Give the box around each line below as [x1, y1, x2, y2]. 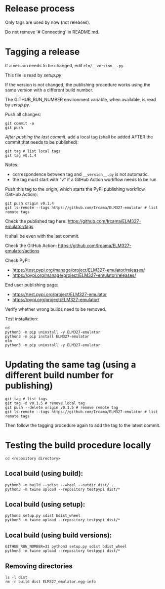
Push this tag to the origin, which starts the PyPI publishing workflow [5, 186, 145, 192]
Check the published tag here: [5, 218, 67, 224]
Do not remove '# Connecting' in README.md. [5, 29, 100, 35]
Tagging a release [5, 46, 80, 57]
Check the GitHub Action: [5, 243, 57, 249]
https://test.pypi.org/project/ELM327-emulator [12, 291, 107, 297]
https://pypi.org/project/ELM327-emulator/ [12, 296, 100, 302]
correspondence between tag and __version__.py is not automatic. [12, 171, 149, 177]
